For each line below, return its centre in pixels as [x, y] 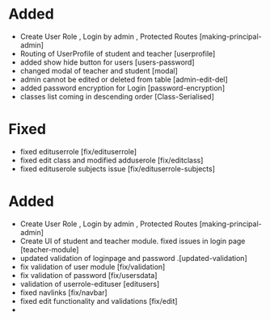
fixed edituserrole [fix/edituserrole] [78, 151]
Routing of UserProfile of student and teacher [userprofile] [118, 53]
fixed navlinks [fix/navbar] [63, 293]
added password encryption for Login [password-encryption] [122, 88]
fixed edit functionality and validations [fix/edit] [99, 301]
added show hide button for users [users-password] [107, 62]
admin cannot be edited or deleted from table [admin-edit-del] [124, 79]
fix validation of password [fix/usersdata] [89, 275]
